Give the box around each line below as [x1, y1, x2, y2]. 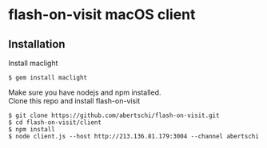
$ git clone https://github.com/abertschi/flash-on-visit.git [8, 111, 220, 119]
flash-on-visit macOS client [8, 6, 196, 24]
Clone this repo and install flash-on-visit [8, 96, 141, 105]
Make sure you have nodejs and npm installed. [8, 88, 161, 97]
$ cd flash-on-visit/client [8, 119, 102, 127]
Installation [8, 37, 66, 51]
